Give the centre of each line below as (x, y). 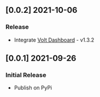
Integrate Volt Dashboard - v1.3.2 (54, 40)
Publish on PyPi (33, 88)
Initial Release (26, 75)
